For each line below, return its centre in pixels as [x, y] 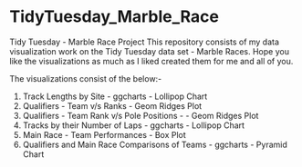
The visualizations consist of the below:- [86, 78]
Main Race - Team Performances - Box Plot [104, 134]
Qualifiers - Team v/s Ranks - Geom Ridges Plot [112, 105]
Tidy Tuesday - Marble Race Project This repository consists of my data [145, 42]
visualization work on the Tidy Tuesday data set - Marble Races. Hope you [150, 51]
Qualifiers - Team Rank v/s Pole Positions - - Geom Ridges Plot [141, 115]
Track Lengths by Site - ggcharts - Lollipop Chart [115, 96]
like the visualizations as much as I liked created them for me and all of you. [151, 61]
